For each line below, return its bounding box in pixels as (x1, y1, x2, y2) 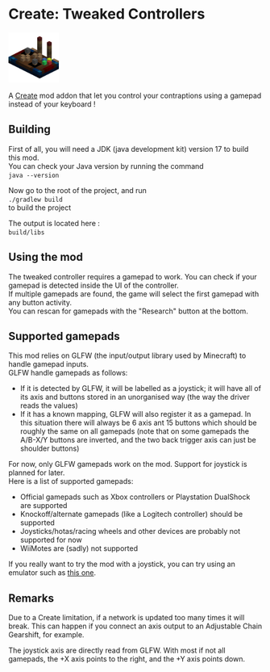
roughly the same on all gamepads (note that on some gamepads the (19, 426, 250, 436)
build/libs (8, 228, 45, 237)
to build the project (8, 203, 72, 212)
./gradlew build (8, 195, 63, 204)
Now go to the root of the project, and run (8, 185, 147, 195)
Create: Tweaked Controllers (8, 5, 206, 23)
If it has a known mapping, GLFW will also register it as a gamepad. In (19, 409, 251, 419)
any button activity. (8, 297, 73, 307)
